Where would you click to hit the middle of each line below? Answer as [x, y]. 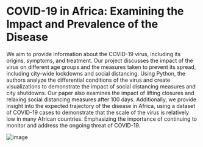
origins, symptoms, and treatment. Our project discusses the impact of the [100, 60]
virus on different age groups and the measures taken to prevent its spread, [101, 67]
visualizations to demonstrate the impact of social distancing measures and [101, 86]
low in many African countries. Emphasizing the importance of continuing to [101, 119]
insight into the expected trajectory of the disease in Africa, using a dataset [101, 106]
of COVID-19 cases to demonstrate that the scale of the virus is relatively [98, 112]
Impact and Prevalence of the [82, 24]
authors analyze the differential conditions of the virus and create [88, 80]
